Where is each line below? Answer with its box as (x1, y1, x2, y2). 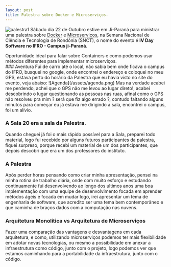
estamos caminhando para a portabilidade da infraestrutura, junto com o (5, 251, 158, 257)
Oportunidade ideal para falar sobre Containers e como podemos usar (5, 52, 153, 59)
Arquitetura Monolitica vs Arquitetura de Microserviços (5, 217, 146, 225)
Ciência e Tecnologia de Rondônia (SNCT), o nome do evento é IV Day (5, 37, 154, 43)
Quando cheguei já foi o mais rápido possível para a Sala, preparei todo (5, 131, 156, 137)
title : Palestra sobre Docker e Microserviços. (5, 12, 109, 17)
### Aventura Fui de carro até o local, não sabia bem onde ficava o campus (5, 63, 165, 70)
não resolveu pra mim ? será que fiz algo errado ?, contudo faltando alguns (5, 96, 163, 102)
